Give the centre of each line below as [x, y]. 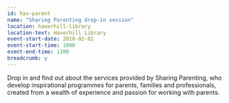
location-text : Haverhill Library [57, 33]
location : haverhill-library [49, 26]
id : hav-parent [29, 13]
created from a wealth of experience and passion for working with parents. [113, 92]
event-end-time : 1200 [38, 52]
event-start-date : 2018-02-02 [51, 39]
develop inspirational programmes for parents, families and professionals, [112, 85]
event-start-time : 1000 [41, 45]
